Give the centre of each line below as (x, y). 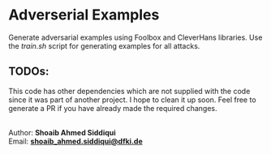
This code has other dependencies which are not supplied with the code (129, 91)
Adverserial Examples (84, 15)
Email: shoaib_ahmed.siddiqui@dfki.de (76, 141)
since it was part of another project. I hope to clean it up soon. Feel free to (133, 100)
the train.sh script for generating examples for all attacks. (104, 45)
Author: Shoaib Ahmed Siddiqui (62, 132)
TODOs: (29, 72)
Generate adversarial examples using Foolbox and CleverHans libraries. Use (135, 37)
